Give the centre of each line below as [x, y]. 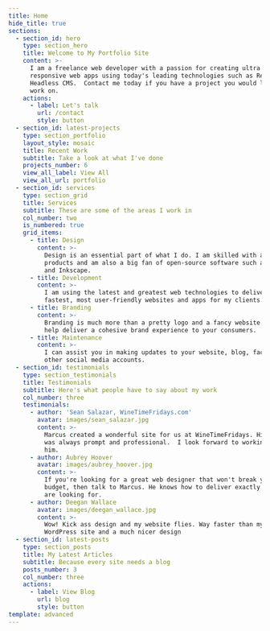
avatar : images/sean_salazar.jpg [93, 420]
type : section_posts [57, 547]
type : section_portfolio [64, 135]
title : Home [28, 16]
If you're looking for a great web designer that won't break [150, 480]
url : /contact [61, 113]
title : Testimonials [57, 382]
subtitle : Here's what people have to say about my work [120, 390]
